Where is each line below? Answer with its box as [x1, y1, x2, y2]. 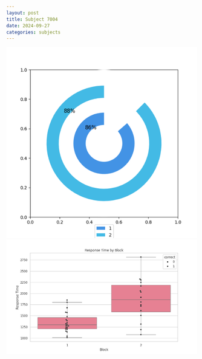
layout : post [6, 10, 39, 16]
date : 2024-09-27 [6, 22, 50, 29]
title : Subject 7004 [6, 16, 59, 22]
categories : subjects [6, 29, 61, 35]
